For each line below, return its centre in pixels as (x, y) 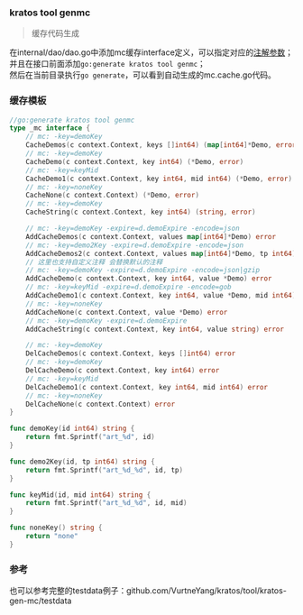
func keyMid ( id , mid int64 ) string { (80, 495)
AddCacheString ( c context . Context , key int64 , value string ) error (155, 329)
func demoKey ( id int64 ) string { (72, 429)
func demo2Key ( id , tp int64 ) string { (82, 462)
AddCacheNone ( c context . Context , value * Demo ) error (127, 312)
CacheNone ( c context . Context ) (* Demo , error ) (113, 196)
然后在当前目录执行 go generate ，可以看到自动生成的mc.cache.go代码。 (143, 75)
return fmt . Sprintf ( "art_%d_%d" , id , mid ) (106, 503)
